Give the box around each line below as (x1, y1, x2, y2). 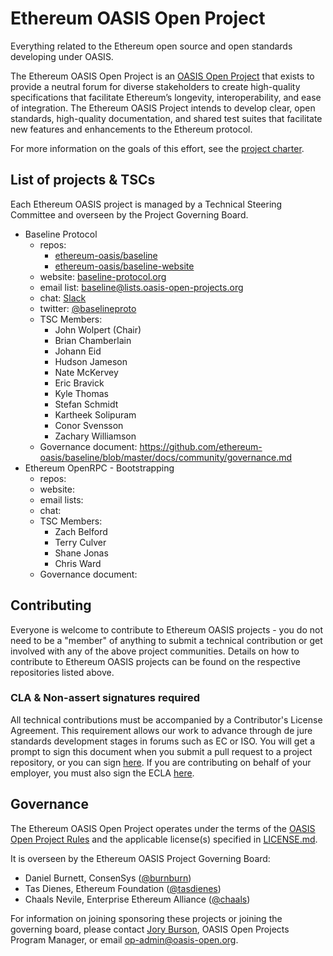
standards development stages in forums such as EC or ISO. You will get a (10, 735, 315, 747)
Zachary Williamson (54, 430, 137, 442)
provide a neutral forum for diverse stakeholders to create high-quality (10, 80, 301, 92)
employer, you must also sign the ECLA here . (10, 767, 195, 779)
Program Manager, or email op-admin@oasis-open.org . (10, 933, 239, 946)
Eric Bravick (54, 377, 105, 389)
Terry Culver (54, 536, 107, 548)
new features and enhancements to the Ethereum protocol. (10, 123, 253, 135)
